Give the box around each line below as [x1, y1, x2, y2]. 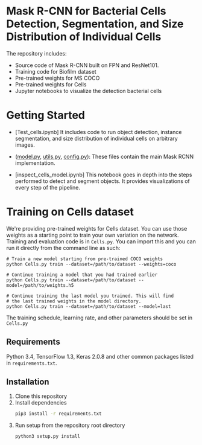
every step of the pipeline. [14, 184, 80, 191]
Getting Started [6, 109, 86, 122]
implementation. [14, 159, 55, 167]
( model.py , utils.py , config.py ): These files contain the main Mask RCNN [14, 153, 194, 160]
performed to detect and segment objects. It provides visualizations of [14, 177, 190, 185]
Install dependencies [14, 399, 68, 406]
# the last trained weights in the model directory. [6, 298, 142, 304]
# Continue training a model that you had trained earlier [6, 272, 158, 278]
